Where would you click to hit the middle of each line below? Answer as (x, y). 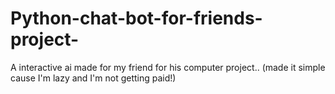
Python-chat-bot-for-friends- (136, 18)
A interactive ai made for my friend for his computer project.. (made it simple (168, 67)
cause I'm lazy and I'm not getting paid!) (93, 78)
